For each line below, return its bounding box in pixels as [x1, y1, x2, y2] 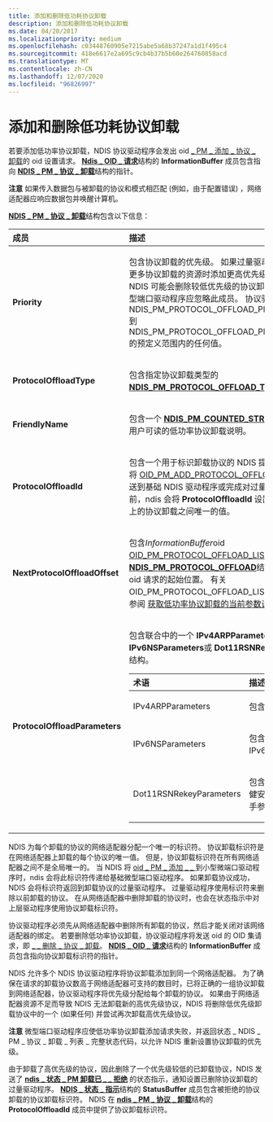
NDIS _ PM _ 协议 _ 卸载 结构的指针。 [17, 166, 138, 176]
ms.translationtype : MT [8, 58, 89, 66]
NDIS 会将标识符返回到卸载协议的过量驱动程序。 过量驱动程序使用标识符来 [8, 883, 258, 892]
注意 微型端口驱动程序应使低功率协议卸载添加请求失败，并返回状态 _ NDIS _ [8, 1027, 261, 1037]
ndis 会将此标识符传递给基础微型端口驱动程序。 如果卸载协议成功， [29, 873, 254, 883]
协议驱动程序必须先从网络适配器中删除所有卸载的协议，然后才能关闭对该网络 [8, 921, 265, 931]
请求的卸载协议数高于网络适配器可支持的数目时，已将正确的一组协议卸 [22, 979, 258, 988]
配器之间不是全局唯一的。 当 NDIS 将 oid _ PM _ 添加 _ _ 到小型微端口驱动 [8, 862, 253, 872]
